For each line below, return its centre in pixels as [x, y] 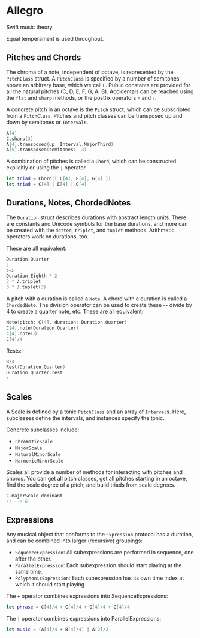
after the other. [33, 559]
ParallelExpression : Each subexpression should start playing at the [98, 565]
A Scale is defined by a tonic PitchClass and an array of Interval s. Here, [96, 412]
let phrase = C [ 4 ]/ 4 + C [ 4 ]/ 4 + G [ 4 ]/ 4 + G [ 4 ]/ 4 [68, 607]
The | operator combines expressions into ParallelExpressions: [84, 619]
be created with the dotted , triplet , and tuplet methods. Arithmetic [90, 230]
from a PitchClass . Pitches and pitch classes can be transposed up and [94, 115]
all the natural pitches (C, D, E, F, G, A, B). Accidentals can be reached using [100, 91]
